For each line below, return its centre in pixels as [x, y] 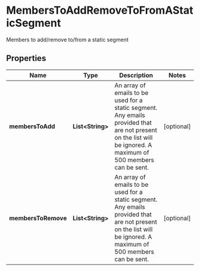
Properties [26, 58]
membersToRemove [38, 218]
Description [136, 75]
